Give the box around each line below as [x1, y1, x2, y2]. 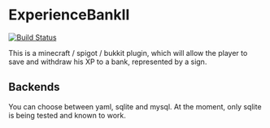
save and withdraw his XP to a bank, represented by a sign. [8, 57, 207, 66]
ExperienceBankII [8, 6, 130, 24]
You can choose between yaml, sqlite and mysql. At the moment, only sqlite [8, 101, 262, 111]
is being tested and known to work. [8, 110, 126, 120]
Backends [8, 80, 60, 94]
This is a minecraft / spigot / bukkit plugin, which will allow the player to [8, 48, 248, 58]
